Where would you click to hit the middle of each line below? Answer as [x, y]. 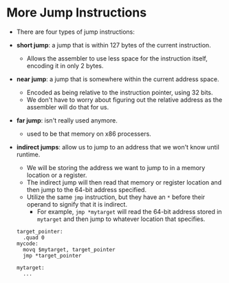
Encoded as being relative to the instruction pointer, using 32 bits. [120, 92]
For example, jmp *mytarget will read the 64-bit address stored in [129, 211]
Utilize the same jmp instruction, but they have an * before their [116, 197]
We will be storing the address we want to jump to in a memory [116, 167]
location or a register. [57, 175]
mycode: [27, 243]
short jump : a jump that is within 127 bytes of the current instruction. [113, 45]
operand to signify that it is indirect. [77, 204]
